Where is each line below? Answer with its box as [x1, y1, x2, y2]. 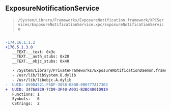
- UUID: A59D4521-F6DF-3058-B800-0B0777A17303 [5, 82, 108, 87]
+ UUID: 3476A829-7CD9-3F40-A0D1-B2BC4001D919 [5, 87, 108, 92]
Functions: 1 [12, 92, 40, 97]
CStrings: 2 [12, 101, 40, 106]
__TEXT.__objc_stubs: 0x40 [12, 59, 70, 64]
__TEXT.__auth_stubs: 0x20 [12, 54, 70, 59]
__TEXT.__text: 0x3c [12, 49, 56, 54]
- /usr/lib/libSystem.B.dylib [12, 73, 76, 78]
